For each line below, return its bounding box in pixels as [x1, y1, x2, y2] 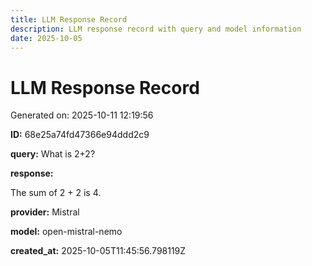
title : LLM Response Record [10, 14, 128, 25]
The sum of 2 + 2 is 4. [10, 187, 102, 199]
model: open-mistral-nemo [10, 226, 123, 238]
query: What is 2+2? [10, 148, 96, 160]
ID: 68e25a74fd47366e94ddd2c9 [10, 129, 150, 141]
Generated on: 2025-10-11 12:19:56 [10, 109, 154, 121]
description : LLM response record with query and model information [10, 24, 302, 34]
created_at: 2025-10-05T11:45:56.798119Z [10, 245, 187, 257]
